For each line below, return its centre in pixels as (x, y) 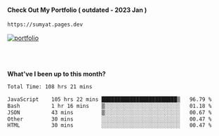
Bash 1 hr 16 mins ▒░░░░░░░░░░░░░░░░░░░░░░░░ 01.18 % (109, 106)
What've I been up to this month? (57, 74)
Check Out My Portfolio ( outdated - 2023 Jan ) (77, 10)
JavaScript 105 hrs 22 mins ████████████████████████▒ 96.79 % (109, 99)
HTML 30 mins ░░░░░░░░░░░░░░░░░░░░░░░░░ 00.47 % (109, 125)
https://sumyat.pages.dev (45, 25)
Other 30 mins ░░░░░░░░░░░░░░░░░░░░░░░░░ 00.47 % (109, 119)
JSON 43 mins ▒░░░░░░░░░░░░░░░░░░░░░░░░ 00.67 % (109, 112)
